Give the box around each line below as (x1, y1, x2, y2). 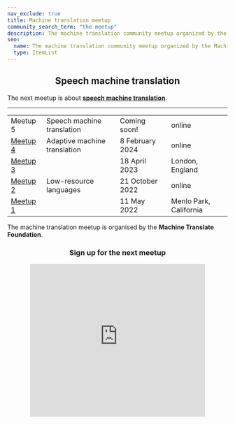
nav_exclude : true (7, 10, 61, 17)
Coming (120, 116, 145, 126)
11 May (120, 196, 145, 206)
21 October (120, 176, 158, 186)
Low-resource (46, 176, 94, 186)
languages (46, 184, 81, 194)
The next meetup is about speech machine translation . (7, 94, 168, 102)
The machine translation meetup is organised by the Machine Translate (7, 223, 215, 231)
